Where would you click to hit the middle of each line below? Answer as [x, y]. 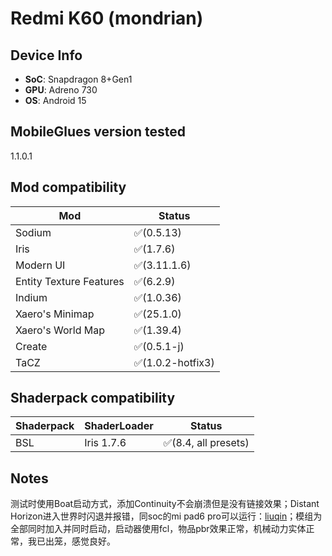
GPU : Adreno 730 [61, 90]
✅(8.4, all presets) [206, 443]
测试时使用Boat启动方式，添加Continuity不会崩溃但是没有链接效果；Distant [165, 504]
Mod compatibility [68, 187]
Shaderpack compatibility [93, 398]
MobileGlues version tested [98, 132]
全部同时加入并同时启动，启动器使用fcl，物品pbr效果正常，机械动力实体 [158, 529]
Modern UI [40, 265]
